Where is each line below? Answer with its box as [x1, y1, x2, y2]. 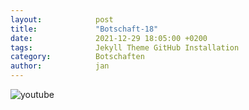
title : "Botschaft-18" [10, 24, 159, 34]
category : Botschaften [10, 52, 145, 62]
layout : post [10, 14, 114, 25]
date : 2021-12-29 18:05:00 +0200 [10, 33, 208, 43]
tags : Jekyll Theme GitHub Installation [10, 42, 240, 53]
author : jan [10, 61, 110, 71]
